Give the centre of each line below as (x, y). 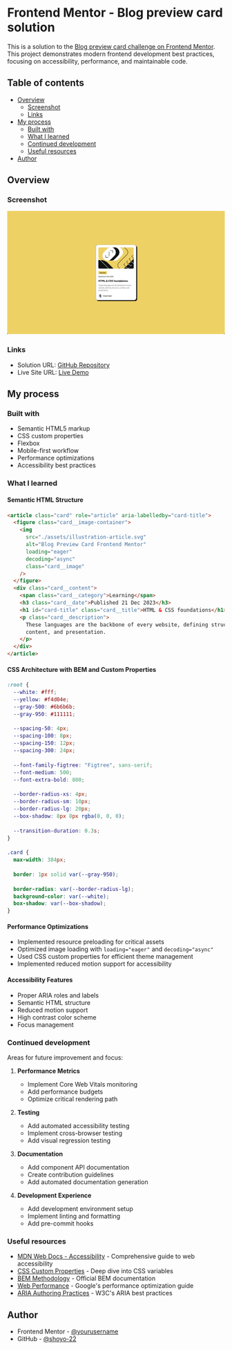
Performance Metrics (49, 1071)
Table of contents (46, 83)
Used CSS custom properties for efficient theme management (105, 957)
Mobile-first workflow (48, 451)
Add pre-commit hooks (60, 1223)
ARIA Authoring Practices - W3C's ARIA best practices (95, 1293)
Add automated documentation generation (88, 1182)
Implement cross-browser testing (75, 1133)
